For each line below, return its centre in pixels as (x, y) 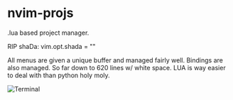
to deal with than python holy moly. (59, 75)
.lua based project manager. (48, 33)
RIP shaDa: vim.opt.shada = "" (52, 46)
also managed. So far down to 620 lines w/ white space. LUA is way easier (116, 67)
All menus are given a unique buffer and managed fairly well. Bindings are (115, 60)
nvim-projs (40, 13)
